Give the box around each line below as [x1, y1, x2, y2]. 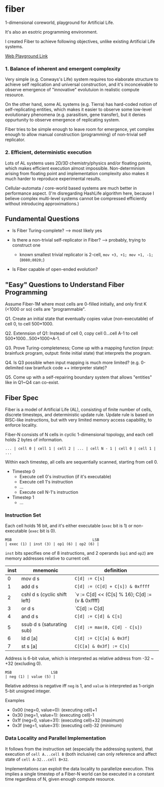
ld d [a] [21, 635, 38, 642]
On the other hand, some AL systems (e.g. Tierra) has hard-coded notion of [5, 101, 158, 107]
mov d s [21, 575, 40, 582]
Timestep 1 [12, 494, 34, 500]
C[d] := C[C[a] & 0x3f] [75, 636, 130, 641]
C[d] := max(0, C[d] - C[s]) [75, 625, 143, 630]
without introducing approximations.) [5, 201, 80, 206]
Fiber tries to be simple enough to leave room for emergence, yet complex [5, 126, 155, 132]
